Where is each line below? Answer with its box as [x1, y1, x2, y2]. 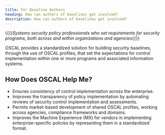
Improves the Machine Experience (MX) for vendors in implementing [12, 115, 152, 121]
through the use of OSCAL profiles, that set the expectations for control [5, 50, 151, 56]
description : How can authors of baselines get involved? [5, 16, 127, 21]
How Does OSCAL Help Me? [5, 75, 92, 83]
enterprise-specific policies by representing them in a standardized [12, 120, 150, 126]
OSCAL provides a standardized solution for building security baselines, [5, 45, 152, 51]
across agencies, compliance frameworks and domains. [12, 110, 126, 116]
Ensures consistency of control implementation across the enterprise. [12, 88, 154, 94]
